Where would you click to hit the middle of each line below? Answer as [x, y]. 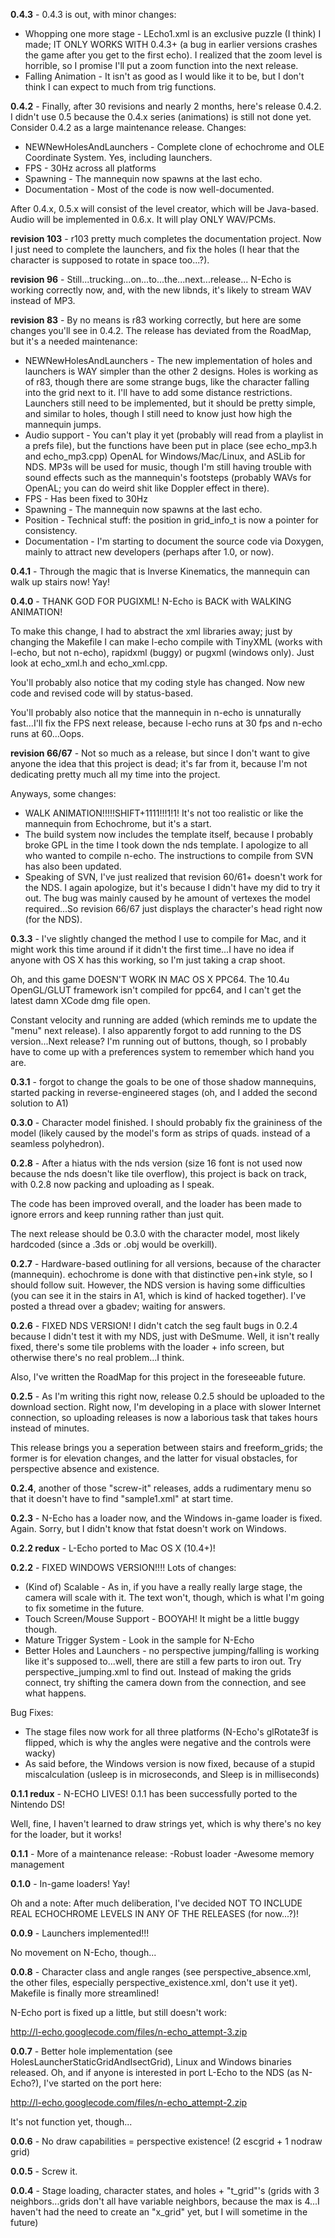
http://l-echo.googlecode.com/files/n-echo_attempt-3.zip [129, 2032]
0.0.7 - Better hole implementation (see [91, 2051]
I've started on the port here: [102, 2083]
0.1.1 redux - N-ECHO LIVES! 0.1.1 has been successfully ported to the [154, 1793]
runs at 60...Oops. [47, 733]
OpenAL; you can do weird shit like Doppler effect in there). [147, 488]
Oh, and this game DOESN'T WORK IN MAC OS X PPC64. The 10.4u [150, 979]
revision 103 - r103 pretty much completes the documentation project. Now [166, 238]
